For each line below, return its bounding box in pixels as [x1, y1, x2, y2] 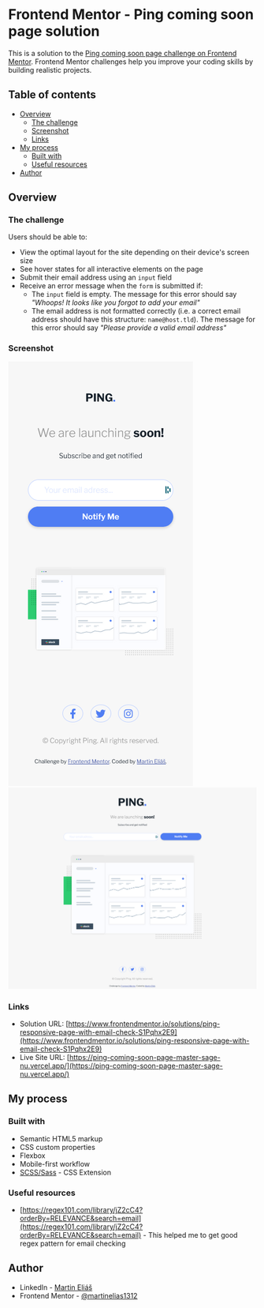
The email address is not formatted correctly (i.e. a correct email [31, 306, 241, 316]
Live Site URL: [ [19, 1053, 70, 1062]
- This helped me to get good [143, 1231, 238, 1240]
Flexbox [19, 1151, 46, 1160]
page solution [8, 22, 100, 40]
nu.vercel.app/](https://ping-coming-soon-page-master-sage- [19, 1061, 223, 1071]
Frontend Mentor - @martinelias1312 [19, 1291, 138, 1300]
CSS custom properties [19, 1142, 96, 1152]
